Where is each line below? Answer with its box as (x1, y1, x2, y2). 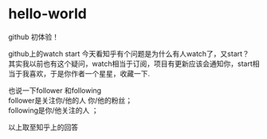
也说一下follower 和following (8, 85, 102, 95)
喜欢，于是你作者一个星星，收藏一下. (29, 68, 151, 78)
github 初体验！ (8, 32, 60, 41)
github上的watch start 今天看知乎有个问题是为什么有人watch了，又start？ (8, 48, 249, 58)
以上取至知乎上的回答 (8, 122, 78, 132)
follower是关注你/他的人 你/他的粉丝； (8, 95, 133, 105)
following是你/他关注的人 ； (8, 105, 99, 115)
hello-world (8, 5, 88, 23)
